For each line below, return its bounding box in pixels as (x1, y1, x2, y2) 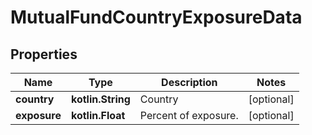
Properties (10, 46, 78, 63)
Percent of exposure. (139, 109, 239, 122)
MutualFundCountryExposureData (10, 6, 303, 29)
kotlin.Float (70, 109, 126, 122)
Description (161, 76, 218, 89)
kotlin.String (70, 92, 131, 106)
